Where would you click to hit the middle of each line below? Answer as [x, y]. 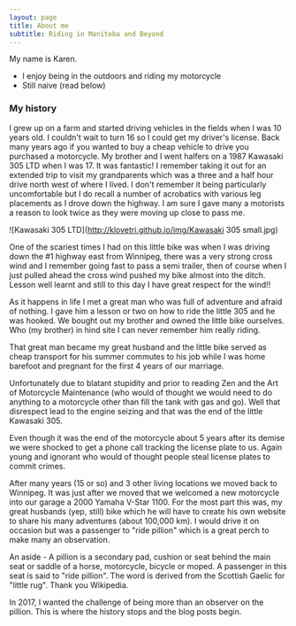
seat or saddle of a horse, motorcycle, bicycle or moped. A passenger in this [148, 566]
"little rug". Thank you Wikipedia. [69, 584]
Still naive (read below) [64, 86]
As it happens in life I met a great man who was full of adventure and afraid [146, 301]
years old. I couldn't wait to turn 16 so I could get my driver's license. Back [144, 137]
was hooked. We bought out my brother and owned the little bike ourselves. [147, 321]
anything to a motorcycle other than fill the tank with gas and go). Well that [145, 402]
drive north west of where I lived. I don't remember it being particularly [138, 184]
